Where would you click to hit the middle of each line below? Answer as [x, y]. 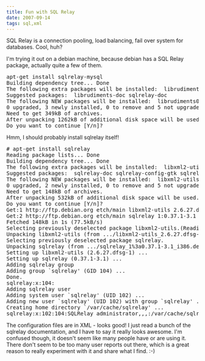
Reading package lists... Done [53, 155]
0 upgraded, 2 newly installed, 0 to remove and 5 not [90, 186]
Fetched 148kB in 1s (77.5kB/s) [55, 222]
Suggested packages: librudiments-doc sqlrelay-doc [87, 95]
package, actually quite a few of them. [54, 65]
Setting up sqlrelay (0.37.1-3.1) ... [64, 259]
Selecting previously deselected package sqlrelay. [85, 241]
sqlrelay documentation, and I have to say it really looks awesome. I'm [94, 332]
